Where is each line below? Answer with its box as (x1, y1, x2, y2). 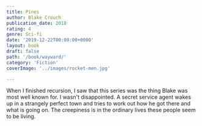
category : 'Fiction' (6, 59, 59, 65)
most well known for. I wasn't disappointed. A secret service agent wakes (6, 93, 191, 101)
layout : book (6, 43, 40, 49)
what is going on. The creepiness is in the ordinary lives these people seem (6, 107, 197, 114)
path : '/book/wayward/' (6, 54, 67, 60)
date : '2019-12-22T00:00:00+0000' (6, 37, 95, 43)
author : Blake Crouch (6, 15, 62, 21)
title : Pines (6, 8, 40, 15)
